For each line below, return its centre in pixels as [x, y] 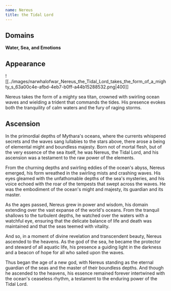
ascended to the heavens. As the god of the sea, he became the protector [83, 241]
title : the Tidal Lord [29, 15]
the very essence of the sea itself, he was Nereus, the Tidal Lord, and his [82, 152]
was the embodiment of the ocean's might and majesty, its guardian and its [84, 189]
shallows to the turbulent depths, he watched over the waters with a [77, 215]
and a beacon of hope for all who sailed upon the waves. [65, 252]
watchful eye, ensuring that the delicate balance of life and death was [79, 221]
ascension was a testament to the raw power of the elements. [70, 157]
